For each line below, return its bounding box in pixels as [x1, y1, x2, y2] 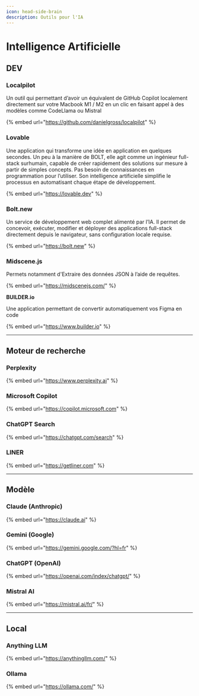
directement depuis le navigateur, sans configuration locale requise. [6, 231, 172, 238]
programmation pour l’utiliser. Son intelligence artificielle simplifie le [6, 172, 171, 179]
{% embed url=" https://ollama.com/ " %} [6, 683, 105, 690]
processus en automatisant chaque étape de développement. [6, 179, 156, 186]
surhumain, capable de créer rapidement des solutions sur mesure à [20, 160, 188, 167]
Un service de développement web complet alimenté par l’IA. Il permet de [6, 218, 186, 225]
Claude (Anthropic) [6, 503, 63, 511]
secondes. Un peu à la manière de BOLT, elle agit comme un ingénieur [6, 153, 178, 160]
